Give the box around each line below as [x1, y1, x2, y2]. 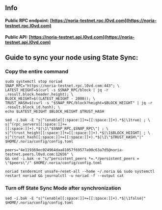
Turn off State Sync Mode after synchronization [5, 185, 121, 191]
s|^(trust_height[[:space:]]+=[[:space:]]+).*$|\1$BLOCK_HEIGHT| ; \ [5, 131, 151, 136]
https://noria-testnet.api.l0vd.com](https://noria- [30, 34, 135, 40]
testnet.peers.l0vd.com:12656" [5, 152, 69, 157]
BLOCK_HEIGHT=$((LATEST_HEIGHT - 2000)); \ [5, 96, 96, 101]
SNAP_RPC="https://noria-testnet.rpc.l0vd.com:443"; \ [5, 83, 120, 89]
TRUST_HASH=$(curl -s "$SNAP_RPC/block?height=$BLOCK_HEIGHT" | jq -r [5, 100, 153, 106]
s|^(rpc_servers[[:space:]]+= [5, 122, 67, 127]
